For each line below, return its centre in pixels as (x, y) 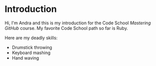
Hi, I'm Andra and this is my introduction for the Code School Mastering (78, 23)
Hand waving (25, 58)
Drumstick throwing (32, 47)
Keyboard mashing (31, 53)
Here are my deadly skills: (31, 38)
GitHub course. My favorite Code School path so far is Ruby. (66, 28)
